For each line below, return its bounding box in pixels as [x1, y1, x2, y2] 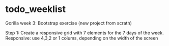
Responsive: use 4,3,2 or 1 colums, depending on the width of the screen [5, 35, 158, 41]
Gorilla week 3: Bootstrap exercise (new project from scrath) [5, 20, 132, 26]
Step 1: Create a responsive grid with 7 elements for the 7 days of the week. [5, 29, 164, 35]
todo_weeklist [5, 3, 66, 15]
